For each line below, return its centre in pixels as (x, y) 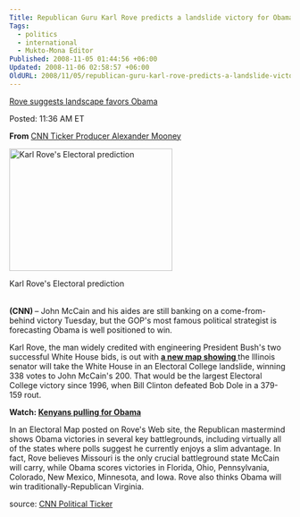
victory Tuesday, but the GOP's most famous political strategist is (157, 320)
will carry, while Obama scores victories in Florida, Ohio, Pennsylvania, (139, 467)
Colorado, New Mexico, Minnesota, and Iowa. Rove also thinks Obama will (146, 477)
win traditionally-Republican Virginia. (77, 486)
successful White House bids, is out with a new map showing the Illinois (142, 356)
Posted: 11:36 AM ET (47, 118)
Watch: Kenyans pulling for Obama (75, 411)
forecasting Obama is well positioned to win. (91, 330)
